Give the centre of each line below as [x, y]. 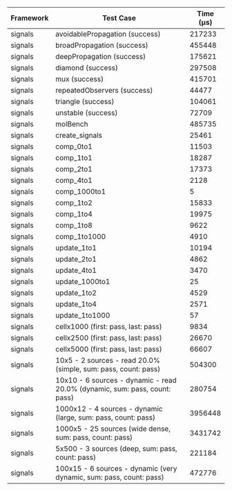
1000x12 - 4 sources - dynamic [109, 409]
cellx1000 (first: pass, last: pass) [108, 327]
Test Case [119, 18]
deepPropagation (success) [100, 56]
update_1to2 [76, 293]
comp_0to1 [74, 146]
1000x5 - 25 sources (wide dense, [113, 429]
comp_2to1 [74, 169]
